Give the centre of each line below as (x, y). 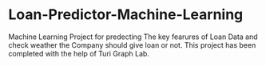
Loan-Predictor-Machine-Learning (126, 15)
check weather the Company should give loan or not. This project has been (132, 45)
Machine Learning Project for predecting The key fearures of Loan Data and (133, 37)
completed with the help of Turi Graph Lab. (79, 53)
